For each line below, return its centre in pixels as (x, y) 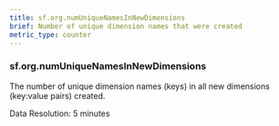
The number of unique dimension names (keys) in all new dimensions (140, 86)
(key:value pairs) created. (57, 95)
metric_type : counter (51, 34)
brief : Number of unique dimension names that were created (126, 26)
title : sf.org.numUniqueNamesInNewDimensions (97, 18)
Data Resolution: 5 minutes (60, 113)
